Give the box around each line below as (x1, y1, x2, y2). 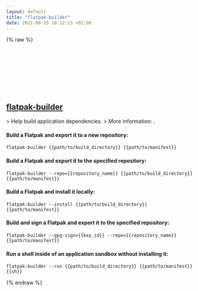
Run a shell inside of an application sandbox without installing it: (6, 250, 168, 257)
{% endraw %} (6, 279, 43, 286)
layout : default (6, 8, 46, 15)
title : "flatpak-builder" (6, 14, 70, 20)
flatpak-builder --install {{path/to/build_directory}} (6, 201, 147, 208)
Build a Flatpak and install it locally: (6, 188, 95, 196)
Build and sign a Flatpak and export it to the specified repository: (6, 219, 169, 227)
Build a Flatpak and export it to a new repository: (6, 131, 128, 138)
